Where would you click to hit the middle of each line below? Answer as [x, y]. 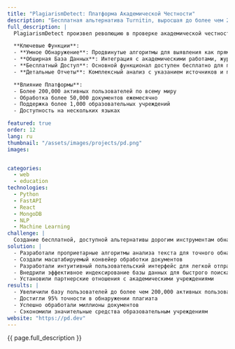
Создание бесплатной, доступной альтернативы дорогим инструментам [114, 240]
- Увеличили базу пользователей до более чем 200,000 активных [107, 292]
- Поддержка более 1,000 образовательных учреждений [92, 104]
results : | [23, 286]
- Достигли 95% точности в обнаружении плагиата [86, 299]
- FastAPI [28, 200]
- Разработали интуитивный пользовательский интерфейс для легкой [112, 266]
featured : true [29, 123]
